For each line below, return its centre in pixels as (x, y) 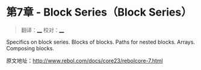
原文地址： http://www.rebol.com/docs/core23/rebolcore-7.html (85, 60)
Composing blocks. (30, 48)
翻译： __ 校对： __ (42, 30)
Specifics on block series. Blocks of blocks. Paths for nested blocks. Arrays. (101, 42)
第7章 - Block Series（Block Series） (99, 12)
